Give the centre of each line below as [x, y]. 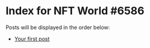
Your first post [32, 39]
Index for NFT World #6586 [75, 11]
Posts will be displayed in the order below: [58, 27]
